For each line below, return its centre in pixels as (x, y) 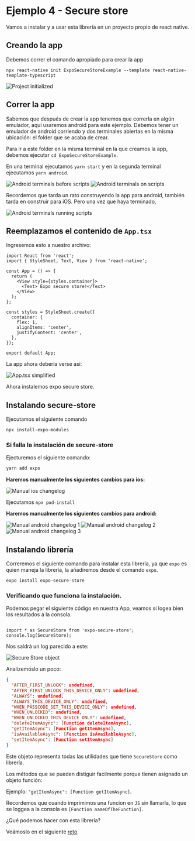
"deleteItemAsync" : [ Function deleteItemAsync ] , (72, 723)
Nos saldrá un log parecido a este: (47, 646)
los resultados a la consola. (39, 615)
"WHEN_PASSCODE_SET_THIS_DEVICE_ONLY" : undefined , (74, 707)
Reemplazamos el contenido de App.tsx (79, 231)
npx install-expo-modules (37, 430)
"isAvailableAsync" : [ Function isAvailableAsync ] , (74, 734)
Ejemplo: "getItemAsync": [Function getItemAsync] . (69, 791)
